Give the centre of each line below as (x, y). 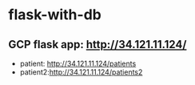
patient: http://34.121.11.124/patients (78, 63)
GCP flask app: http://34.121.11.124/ (97, 45)
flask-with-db (55, 15)
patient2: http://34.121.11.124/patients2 (81, 72)
